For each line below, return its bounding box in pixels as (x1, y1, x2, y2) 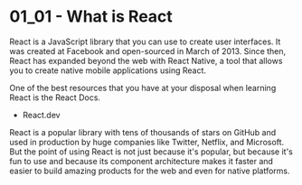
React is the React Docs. (9, 92, 101, 103)
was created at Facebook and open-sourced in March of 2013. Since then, (9, 45, 287, 56)
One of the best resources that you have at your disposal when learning (9, 82, 277, 93)
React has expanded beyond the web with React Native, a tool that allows (9, 55, 283, 66)
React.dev (22, 109, 61, 120)
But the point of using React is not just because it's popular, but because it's (9, 146, 294, 157)
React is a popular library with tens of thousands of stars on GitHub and (9, 126, 277, 137)
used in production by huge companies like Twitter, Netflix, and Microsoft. (9, 136, 285, 147)
